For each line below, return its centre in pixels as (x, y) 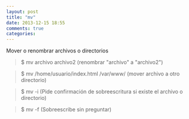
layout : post (22, 12)
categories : (21, 34)
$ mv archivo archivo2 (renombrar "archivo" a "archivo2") (92, 62)
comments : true (25, 28)
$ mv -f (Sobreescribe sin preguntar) (66, 109)
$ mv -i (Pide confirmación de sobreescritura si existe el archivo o (102, 92)
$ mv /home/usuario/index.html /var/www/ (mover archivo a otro (100, 74)
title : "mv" (21, 17)
